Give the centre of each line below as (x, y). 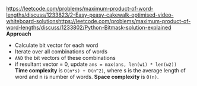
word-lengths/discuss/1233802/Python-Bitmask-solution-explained (89, 27)
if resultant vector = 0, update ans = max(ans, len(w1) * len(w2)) (96, 64)
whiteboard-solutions (32, 21)
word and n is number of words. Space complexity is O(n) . (87, 77)
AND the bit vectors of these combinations (65, 58)
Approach (19, 34)
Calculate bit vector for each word (56, 45)
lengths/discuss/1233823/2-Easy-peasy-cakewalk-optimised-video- (90, 15)
